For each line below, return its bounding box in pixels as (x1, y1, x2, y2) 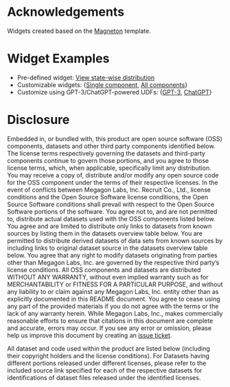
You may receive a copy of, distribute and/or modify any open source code (7, 171, 219, 179)
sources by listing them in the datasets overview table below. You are (7, 229, 203, 237)
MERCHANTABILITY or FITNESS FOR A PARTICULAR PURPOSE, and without (7, 280, 223, 288)
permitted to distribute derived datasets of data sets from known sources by (7, 236, 223, 245)
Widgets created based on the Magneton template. (7, 27, 151, 35)
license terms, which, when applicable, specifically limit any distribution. (7, 164, 211, 172)
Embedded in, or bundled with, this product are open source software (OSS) (7, 134, 222, 142)
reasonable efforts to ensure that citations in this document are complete (7, 316, 214, 325)
